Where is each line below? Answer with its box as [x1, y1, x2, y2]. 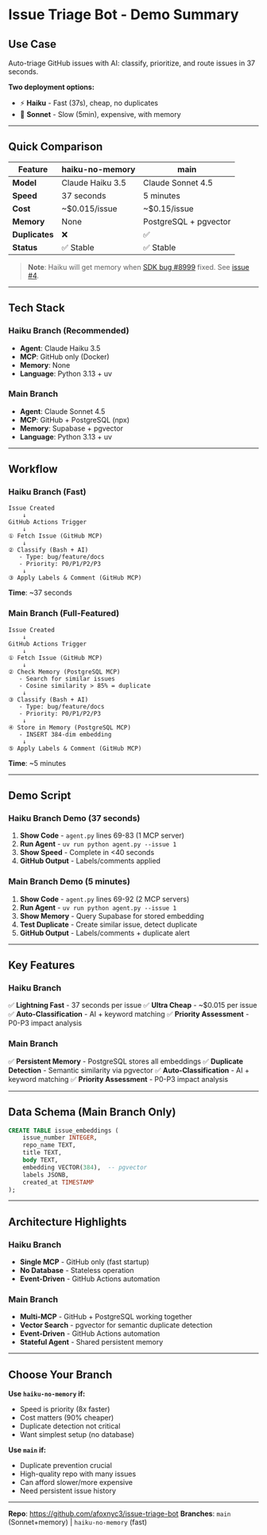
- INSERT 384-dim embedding [18, 730, 112, 738]
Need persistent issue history [19, 1486, 117, 1496]
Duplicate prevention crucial [19, 1461, 113, 1471]
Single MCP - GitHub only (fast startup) [19, 1257, 149, 1267]
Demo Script [8, 789, 72, 803]
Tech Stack [8, 301, 65, 315]
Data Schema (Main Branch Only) [8, 1105, 176, 1119]
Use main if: [8, 1445, 46, 1455]
